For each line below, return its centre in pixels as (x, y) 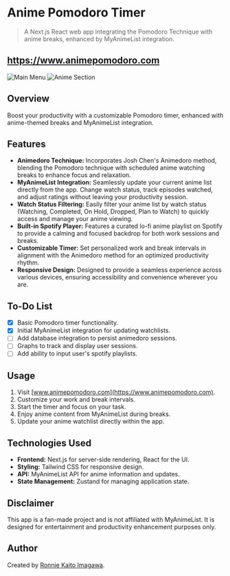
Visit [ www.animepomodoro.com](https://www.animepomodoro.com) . (116, 392)
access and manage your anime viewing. (75, 219)
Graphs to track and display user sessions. (77, 346)
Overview (28, 99)
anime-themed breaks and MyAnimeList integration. (81, 122)
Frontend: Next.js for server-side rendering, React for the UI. (103, 460)
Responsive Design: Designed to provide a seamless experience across (119, 270)
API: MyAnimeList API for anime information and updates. (98, 474)
